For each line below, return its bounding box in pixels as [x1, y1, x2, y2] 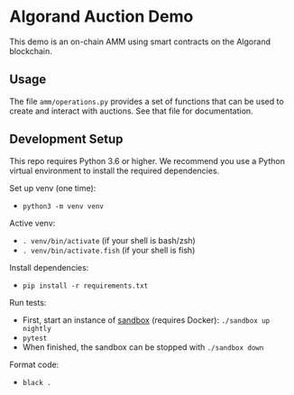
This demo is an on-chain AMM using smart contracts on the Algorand [9, 36, 271, 47]
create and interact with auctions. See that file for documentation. [9, 106, 254, 116]
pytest [22, 334, 48, 343]
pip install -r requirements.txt [22, 281, 149, 290]
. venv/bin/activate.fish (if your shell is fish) [22, 244, 196, 255]
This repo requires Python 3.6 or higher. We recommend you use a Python [9, 155, 286, 166]
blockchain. [9, 45, 52, 56]
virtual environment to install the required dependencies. [9, 165, 220, 176]
